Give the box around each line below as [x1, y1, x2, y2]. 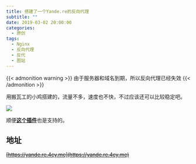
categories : [6, 25, 35, 31]
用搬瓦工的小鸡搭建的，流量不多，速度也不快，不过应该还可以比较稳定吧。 [6, 93, 185, 100]
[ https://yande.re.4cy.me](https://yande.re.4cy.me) [6, 151, 129, 158]
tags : [6, 36, 19, 42]
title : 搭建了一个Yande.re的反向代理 [6, 8, 90, 15]
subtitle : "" [6, 14, 38, 20]
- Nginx [11, 42, 30, 47]
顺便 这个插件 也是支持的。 [6, 117, 68, 124]
